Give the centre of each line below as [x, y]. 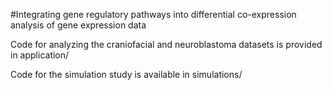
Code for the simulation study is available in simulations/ [126, 74]
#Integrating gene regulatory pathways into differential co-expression [153, 14]
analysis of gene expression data [78, 25]
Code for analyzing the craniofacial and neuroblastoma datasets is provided [166, 44]
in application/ [40, 55]
